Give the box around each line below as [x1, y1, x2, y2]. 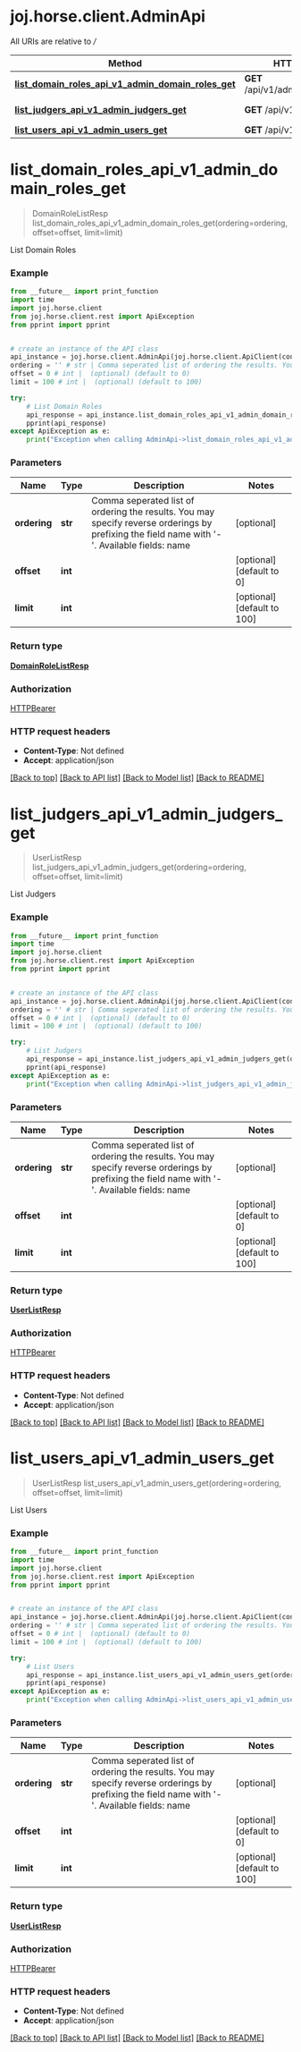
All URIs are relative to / [10, 36, 96, 47]
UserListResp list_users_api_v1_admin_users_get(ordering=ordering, [31, 1478, 282, 1488]
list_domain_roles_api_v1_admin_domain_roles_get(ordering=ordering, [31, 217, 288, 228]
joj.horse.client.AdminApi [10, 6, 206, 27]
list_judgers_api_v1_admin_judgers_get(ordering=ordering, [31, 861, 247, 873]
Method [107, 56, 142, 69]
